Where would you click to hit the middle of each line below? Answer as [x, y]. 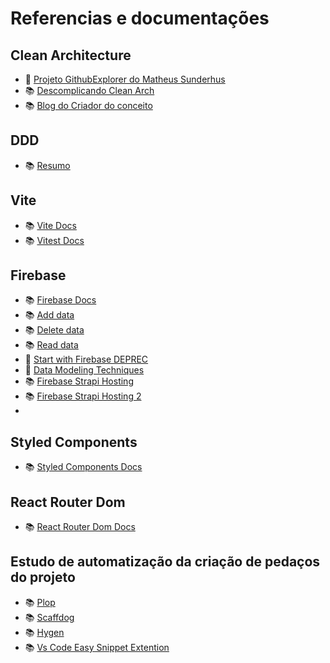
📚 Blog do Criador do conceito [88, 105]
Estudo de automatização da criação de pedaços [165, 562]
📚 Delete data [54, 330]
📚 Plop [40, 602]
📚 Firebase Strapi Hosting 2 [83, 396]
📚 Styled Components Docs [83, 467]
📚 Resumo [47, 165]
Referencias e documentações [140, 18]
